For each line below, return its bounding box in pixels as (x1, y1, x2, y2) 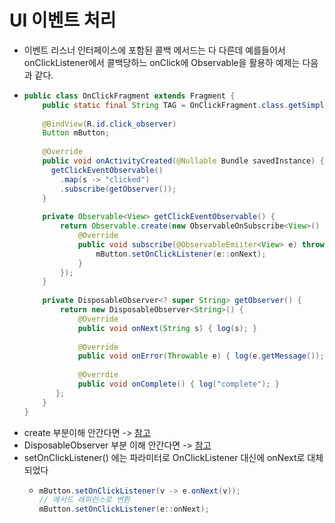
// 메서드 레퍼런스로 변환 (38, 495, 131, 505)
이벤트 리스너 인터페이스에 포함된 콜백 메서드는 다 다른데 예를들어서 (23, 44, 286, 56)
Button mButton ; (42, 128, 110, 138)
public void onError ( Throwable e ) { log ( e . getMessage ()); (77, 351, 325, 361)
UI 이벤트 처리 (9, 9, 117, 32)
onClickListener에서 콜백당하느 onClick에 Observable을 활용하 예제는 (23, 56, 301, 68)
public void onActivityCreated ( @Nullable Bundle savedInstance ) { (42, 156, 325, 166)
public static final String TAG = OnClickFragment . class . (42, 100, 289, 110)
